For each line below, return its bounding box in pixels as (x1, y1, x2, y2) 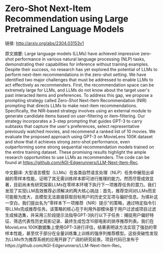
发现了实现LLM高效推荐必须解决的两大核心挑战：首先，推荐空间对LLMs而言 (5, 188, 157, 194)
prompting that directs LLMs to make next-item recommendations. (5, 103, 137, 108)
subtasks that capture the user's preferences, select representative (5, 123, 140, 129)
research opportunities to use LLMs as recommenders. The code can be (5, 154, 150, 160)
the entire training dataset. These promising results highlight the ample (5, 149, 147, 155)
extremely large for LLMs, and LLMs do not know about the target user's (5, 87, 150, 93)
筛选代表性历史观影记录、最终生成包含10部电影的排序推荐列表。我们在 (13, 218, 154, 224)
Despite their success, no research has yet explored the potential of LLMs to (5, 66, 158, 72)
